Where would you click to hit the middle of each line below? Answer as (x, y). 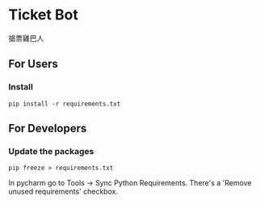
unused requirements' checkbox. (63, 192)
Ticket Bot (43, 15)
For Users (34, 64)
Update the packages (51, 151)
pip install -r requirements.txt (65, 104)
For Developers (48, 129)
